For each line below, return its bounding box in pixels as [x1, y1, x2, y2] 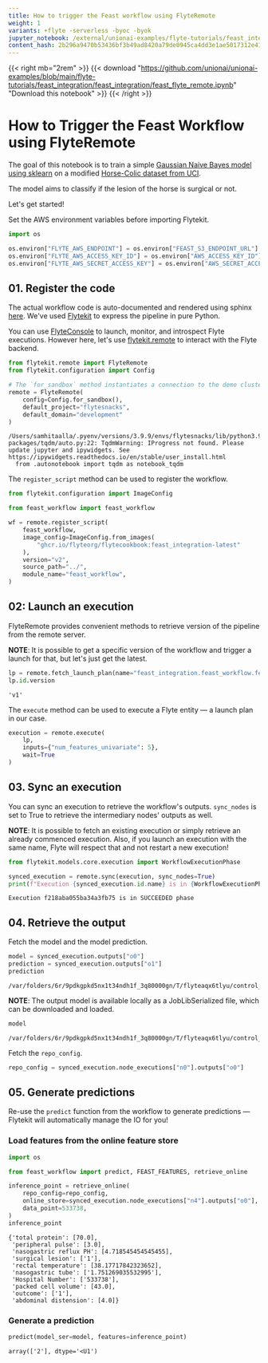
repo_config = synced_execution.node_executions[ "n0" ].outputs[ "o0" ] [8, 1063, 245, 1072]
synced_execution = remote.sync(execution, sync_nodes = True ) [8, 872, 216, 880]
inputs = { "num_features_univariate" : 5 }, [22, 744, 159, 752]
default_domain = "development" [22, 410, 124, 419]
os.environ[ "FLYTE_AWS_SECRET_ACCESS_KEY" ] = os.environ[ [8, 259, 205, 267]
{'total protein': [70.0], [8, 1234, 98, 1242]
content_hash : [8, 41, 56, 49]
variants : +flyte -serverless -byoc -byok [8, 26, 152, 34]
